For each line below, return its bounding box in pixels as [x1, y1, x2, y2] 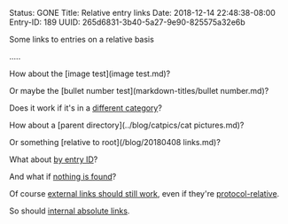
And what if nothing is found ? [9, 172, 117, 182]
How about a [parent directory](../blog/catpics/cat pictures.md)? [9, 120, 245, 130]
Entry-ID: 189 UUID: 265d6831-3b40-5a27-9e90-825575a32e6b [9, 17, 245, 27]
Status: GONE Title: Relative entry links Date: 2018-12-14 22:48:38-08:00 [9, 8, 276, 18]
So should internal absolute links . [9, 205, 130, 216]
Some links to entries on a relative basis [9, 35, 155, 44]
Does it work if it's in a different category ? [9, 103, 162, 113]
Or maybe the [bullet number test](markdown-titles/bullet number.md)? [9, 86, 269, 96]
